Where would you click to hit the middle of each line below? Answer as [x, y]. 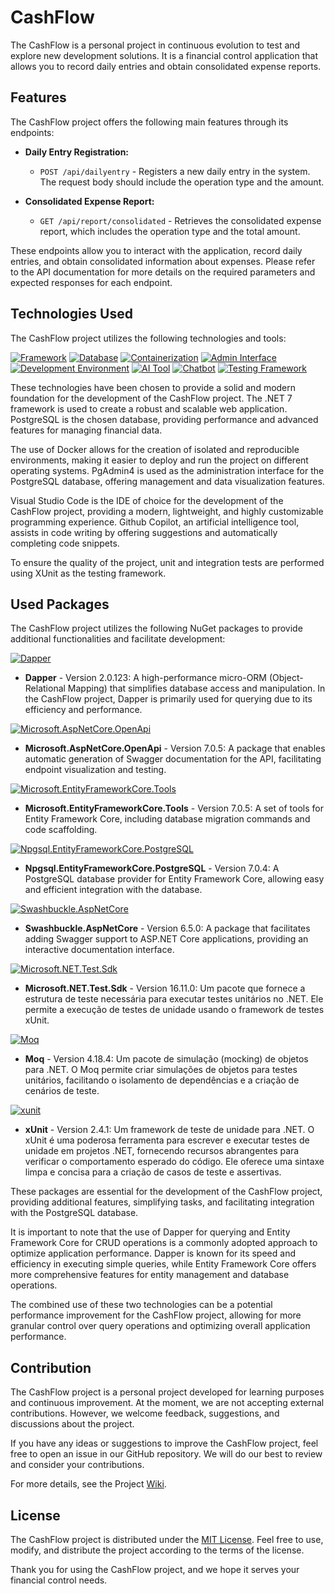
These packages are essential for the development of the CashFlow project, [166, 1192]
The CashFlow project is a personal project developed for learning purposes [167, 1392]
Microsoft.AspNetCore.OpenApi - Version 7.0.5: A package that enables [175, 748]
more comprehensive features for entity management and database [150, 1275]
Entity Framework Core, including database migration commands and [167, 819]
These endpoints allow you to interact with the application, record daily [156, 250]
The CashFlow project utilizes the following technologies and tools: [148, 338]
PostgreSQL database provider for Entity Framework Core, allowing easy [174, 879]
